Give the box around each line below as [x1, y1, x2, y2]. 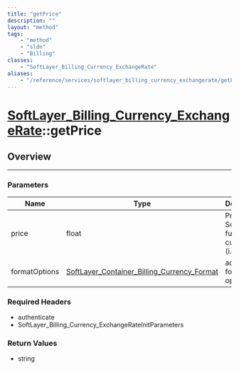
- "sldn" [20, 43, 46, 51]
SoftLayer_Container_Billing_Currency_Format [66, 266, 218, 276]
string [17, 354, 36, 363]
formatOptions [11, 266, 60, 276]
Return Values [7, 338, 58, 348]
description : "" [7, 17, 55, 24]
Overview [7, 150, 52, 162]
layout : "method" [7, 23, 59, 31]
